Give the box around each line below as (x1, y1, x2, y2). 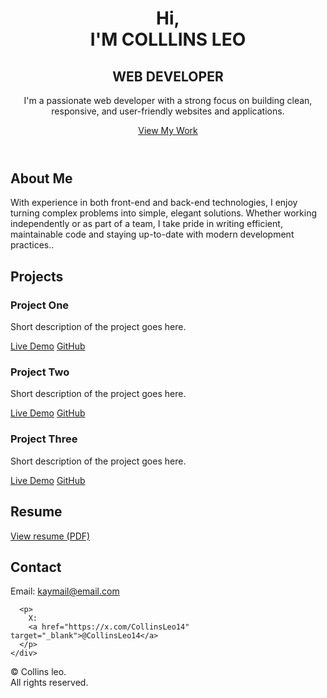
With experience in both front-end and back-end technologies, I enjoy (10, 197, 298, 209)
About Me (10, 170, 73, 187)
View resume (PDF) (10, 530, 91, 542)
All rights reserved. (10, 677, 89, 689)
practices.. (10, 239, 55, 251)
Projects (10, 268, 64, 285)
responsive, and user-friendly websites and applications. (51, 105, 285, 117)
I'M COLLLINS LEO (89, 28, 247, 51)
